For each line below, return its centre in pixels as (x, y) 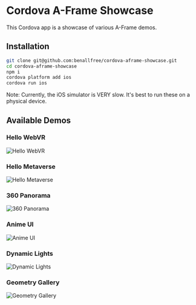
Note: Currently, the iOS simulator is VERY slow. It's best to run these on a (98, 95)
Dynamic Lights (30, 253)
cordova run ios (27, 83)
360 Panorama (28, 196)
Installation (28, 46)
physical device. (27, 101)
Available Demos (39, 120)
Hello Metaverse (31, 166)
